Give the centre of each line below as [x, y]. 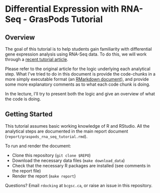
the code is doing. [23, 99]
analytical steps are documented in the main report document [67, 131]
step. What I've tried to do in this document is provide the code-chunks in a [80, 74]
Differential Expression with [62, 9]
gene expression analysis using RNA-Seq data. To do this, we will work [76, 54]
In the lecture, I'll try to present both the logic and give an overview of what [80, 94]
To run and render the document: [38, 146]
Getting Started [29, 114]
